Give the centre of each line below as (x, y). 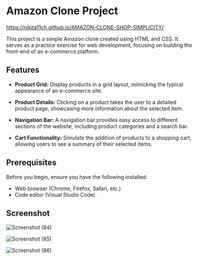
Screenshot (28, 213)
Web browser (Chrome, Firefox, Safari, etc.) (68, 188)
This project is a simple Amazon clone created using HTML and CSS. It (92, 39)
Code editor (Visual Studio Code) (55, 194)
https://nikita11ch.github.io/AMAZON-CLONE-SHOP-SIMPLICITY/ (85, 27)
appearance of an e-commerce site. (59, 91)
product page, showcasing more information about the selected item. (99, 108)
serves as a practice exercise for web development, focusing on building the (99, 45)
